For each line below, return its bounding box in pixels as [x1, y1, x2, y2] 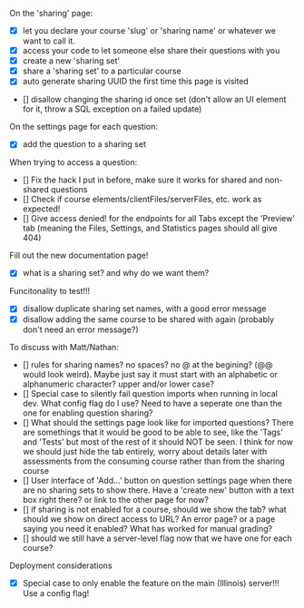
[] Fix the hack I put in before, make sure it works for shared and [22, 174, 263, 185]
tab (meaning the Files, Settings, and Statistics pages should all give [22, 222, 279, 234]
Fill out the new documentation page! [9, 250, 149, 261]
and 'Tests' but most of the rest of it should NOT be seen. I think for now [22, 436, 293, 447]
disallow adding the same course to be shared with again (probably [22, 313, 275, 325]
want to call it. [22, 35, 75, 46]
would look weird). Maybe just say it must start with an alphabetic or [22, 368, 279, 379]
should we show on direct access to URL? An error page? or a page [22, 513, 276, 525]
